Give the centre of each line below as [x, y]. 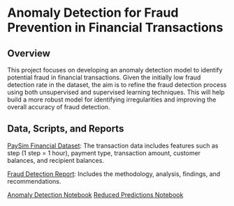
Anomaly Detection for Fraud [93, 13]
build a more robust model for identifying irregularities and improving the [112, 100]
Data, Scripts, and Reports [66, 129]
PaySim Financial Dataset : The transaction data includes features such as [113, 145]
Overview [29, 53]
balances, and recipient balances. [56, 160]
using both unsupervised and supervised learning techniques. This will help [116, 92]
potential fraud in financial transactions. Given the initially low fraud [104, 77]
